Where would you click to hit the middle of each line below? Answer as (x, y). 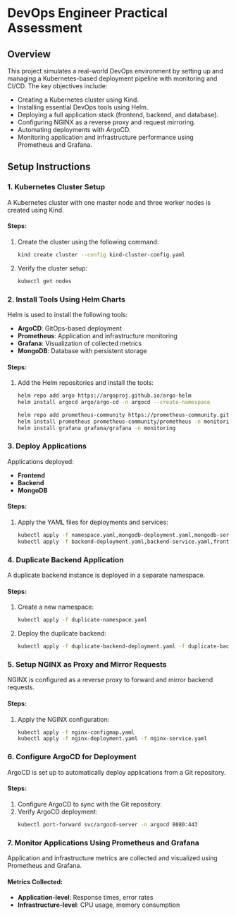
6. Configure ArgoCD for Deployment (72, 757)
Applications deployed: (41, 461)
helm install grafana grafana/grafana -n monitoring (97, 428)
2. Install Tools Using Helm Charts (66, 299)
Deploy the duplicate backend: (62, 634)
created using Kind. (36, 210)
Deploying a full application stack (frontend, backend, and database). (118, 115)
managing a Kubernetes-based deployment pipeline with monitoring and (112, 78)
